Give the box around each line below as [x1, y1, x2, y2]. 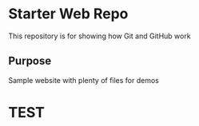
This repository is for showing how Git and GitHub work [8, 31, 191, 41]
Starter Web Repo [8, 5, 129, 23]
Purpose [8, 54, 52, 68]
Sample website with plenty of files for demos [8, 75, 160, 85]
